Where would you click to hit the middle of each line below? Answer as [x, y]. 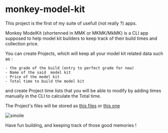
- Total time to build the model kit [45, 81]
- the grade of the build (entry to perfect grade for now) [70, 68]
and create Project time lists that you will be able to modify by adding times [83, 90]
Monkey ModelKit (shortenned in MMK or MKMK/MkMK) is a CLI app [77, 33]
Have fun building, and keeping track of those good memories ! [71, 125]
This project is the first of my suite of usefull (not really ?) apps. [71, 23]
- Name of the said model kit [38, 72]
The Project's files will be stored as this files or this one [63, 106]
